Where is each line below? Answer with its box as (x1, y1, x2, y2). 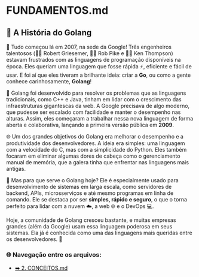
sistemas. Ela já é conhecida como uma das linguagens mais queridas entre (6, 229, 192, 236)
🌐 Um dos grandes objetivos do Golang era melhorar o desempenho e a (6, 133, 184, 140)
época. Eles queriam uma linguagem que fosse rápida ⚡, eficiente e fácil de (6, 63, 192, 70)
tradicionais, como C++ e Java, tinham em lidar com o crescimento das (6, 96, 182, 103)
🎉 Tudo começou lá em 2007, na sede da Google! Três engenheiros (6, 43, 172, 50)
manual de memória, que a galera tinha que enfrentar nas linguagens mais (6, 159, 189, 165)
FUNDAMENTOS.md (6, 4, 109, 17)
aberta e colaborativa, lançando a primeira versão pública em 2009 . (6, 121, 174, 128)
